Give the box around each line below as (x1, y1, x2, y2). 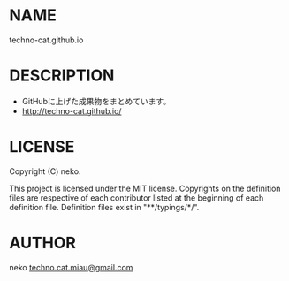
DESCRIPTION (9, 65, 115, 86)
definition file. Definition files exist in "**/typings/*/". (9, 201, 200, 212)
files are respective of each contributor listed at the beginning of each (9, 192, 264, 203)
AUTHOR (9, 233, 77, 253)
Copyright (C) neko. (9, 165, 81, 177)
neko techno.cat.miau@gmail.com (9, 262, 133, 272)
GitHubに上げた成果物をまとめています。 (21, 95, 171, 106)
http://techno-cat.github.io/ (21, 105, 122, 116)
